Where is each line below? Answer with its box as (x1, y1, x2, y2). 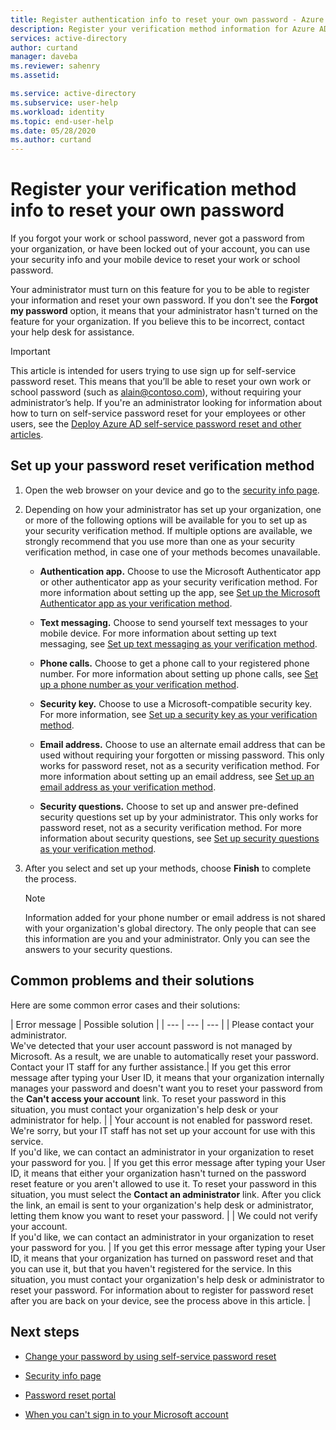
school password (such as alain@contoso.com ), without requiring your (10, 386, 302, 398)
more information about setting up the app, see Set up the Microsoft (39, 586, 321, 598)
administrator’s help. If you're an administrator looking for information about (10, 397, 323, 409)
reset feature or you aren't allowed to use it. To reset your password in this (10, 1177, 317, 1190)
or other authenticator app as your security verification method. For (39, 576, 318, 588)
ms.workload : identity (10, 107, 105, 117)
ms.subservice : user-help (10, 97, 118, 108)
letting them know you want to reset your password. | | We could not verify (10, 1209, 318, 1221)
